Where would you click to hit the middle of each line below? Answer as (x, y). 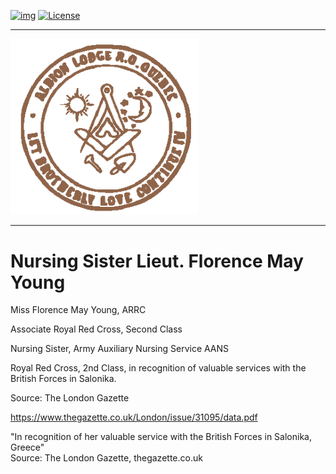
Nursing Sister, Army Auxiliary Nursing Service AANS (120, 349)
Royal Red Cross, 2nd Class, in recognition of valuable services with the (158, 368)
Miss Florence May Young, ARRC (78, 310)
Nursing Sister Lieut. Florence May (157, 261)
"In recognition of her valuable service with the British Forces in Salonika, (161, 437)
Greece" (27, 447)
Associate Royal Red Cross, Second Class (96, 329)
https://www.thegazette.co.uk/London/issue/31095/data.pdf (134, 417)
